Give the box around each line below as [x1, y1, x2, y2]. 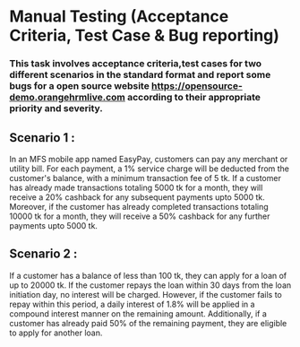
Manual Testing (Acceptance [9, 6, 229, 27]
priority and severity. [9, 102, 103, 115]
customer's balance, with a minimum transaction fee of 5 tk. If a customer [9, 172, 282, 183]
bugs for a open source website [9, 80, 150, 92]
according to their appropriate [126, 91, 261, 104]
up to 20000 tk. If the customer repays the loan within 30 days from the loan [9, 280, 292, 291]
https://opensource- [150, 80, 244, 92]
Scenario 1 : [9, 130, 76, 145]
